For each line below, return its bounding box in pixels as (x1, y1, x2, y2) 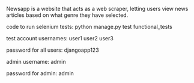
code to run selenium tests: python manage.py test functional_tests (6, 23, 172, 30)
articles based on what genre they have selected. (6, 11, 129, 19)
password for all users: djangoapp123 (6, 46, 99, 54)
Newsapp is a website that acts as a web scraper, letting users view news (6, 5, 189, 12)
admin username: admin (6, 58, 66, 65)
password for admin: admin (6, 70, 74, 77)
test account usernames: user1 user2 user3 (6, 35, 114, 41)
